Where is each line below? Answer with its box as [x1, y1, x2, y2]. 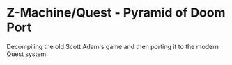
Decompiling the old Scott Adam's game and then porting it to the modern [6, 42, 219, 50]
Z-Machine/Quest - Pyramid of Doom [6, 5, 226, 21]
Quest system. [6, 50, 48, 58]
